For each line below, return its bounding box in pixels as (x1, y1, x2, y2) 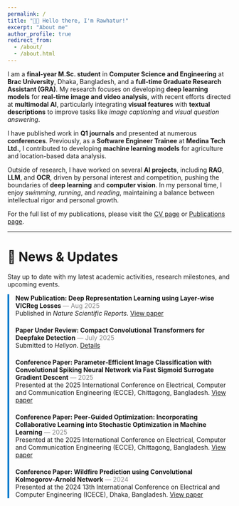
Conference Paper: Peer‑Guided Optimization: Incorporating (15, 413, 198, 421)
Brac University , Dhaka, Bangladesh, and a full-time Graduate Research (7, 77, 222, 86)
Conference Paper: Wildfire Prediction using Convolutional (15, 468, 193, 476)
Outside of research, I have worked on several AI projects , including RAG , (7, 165, 224, 174)
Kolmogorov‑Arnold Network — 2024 (15, 475, 129, 483)
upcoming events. (7, 279, 60, 289)
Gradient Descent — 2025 (15, 373, 94, 381)
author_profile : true (7, 30, 72, 38)
